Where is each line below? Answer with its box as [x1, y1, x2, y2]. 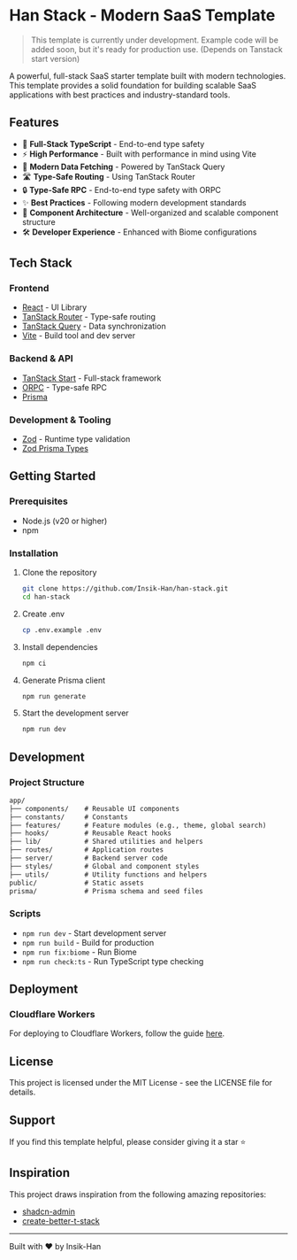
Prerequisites [9, 495, 68, 507]
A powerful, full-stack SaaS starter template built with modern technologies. [9, 70, 286, 81]
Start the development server [21, 707, 130, 718]
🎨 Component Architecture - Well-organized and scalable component [21, 207, 278, 218]
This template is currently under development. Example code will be [30, 35, 278, 45]
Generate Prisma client [21, 675, 106, 685]
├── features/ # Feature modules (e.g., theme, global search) [9, 821, 267, 830]
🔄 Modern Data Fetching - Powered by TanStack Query [21, 161, 225, 172]
